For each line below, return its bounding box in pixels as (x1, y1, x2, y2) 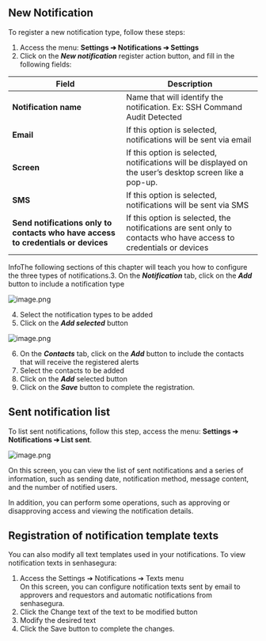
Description (167, 78, 213, 89)
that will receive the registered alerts (19, 357, 139, 366)
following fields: (19, 59, 72, 69)
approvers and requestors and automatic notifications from (19, 590, 212, 600)
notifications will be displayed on (126, 157, 248, 168)
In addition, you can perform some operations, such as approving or (8, 498, 230, 507)
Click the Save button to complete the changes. (19, 624, 175, 634)
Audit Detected (126, 111, 182, 122)
